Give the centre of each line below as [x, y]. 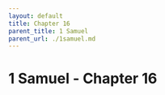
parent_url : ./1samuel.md [52, 39]
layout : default [36, 16]
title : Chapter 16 [39, 24]
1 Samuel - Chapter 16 [83, 79]
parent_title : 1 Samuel [49, 31]
